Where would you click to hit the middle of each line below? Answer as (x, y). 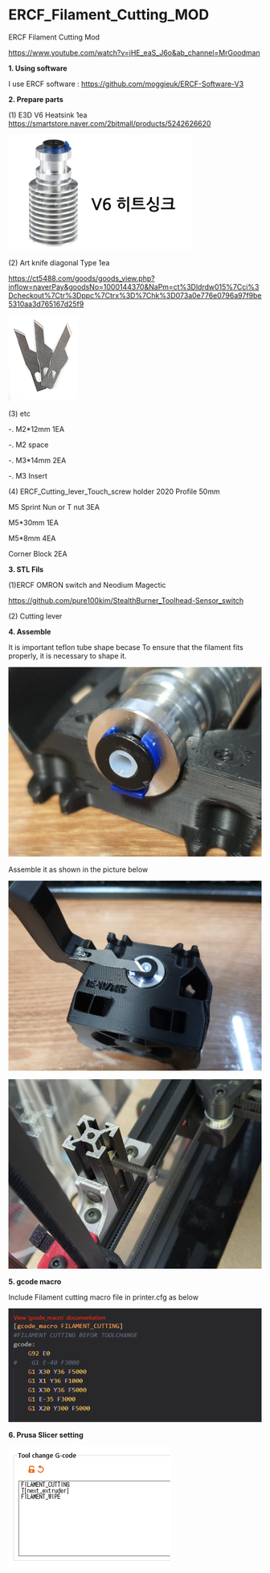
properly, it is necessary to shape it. (67, 655)
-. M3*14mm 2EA (37, 460)
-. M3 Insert (28, 475)
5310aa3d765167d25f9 (46, 304)
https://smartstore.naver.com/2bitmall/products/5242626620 (110, 123)
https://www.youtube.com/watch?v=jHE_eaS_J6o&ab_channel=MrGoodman (134, 52)
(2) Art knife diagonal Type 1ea (59, 262)
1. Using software (38, 68)
